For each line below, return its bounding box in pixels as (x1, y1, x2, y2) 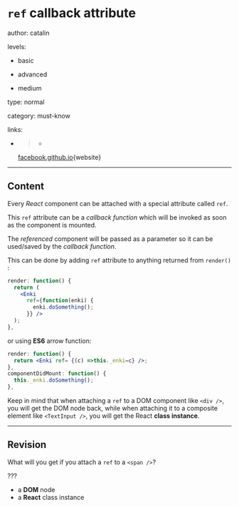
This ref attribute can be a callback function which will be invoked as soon (7, 212, 227, 222)
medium (17, 83, 42, 92)
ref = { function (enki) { (26, 297, 94, 304)
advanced (17, 70, 48, 78)
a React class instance (17, 493, 85, 501)
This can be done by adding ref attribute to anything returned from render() (7, 255, 231, 265)
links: (7, 125, 23, 133)
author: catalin (7, 29, 50, 37)
